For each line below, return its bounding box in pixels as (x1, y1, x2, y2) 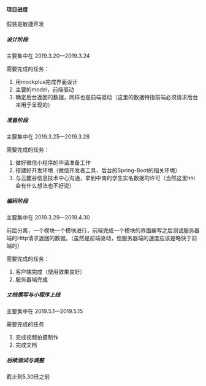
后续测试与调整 (6, 356, 44, 364)
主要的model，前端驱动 (15, 86, 75, 93)
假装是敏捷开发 (6, 20, 44, 28)
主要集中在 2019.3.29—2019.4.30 (6, 214, 90, 221)
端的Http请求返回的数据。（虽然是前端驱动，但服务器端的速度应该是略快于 (6, 235, 192, 242)
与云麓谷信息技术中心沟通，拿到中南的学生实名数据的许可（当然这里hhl (15, 175, 195, 182)
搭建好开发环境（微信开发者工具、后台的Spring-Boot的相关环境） (15, 167, 181, 174)
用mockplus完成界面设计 (15, 78, 78, 86)
